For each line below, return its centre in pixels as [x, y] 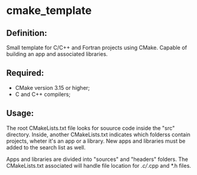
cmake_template [49, 11]
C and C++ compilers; [43, 94]
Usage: [20, 113]
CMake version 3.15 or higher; [52, 87]
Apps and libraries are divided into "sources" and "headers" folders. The [97, 159]
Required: [25, 73]
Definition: [27, 33]
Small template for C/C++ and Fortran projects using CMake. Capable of [97, 47]
